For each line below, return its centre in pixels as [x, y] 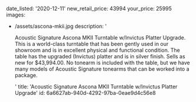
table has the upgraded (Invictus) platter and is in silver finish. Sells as [100, 56]
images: [16, 15]
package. [26, 75]
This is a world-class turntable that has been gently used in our [92, 44]
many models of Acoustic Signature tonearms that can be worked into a [102, 69]
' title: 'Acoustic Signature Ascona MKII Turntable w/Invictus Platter [96, 87]
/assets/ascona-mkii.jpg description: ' [61, 26]
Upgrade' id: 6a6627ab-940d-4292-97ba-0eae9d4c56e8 [85, 93]
